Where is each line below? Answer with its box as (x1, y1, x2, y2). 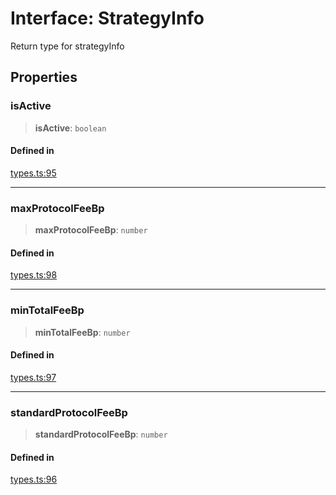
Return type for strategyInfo (10, 40, 125, 52)
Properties (10, 69, 78, 86)
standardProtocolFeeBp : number (34, 428, 168, 441)
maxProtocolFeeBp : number (34, 224, 148, 236)
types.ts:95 (10, 167, 57, 179)
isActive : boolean (34, 122, 107, 134)
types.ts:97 (10, 371, 57, 383)
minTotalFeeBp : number (34, 326, 131, 338)
